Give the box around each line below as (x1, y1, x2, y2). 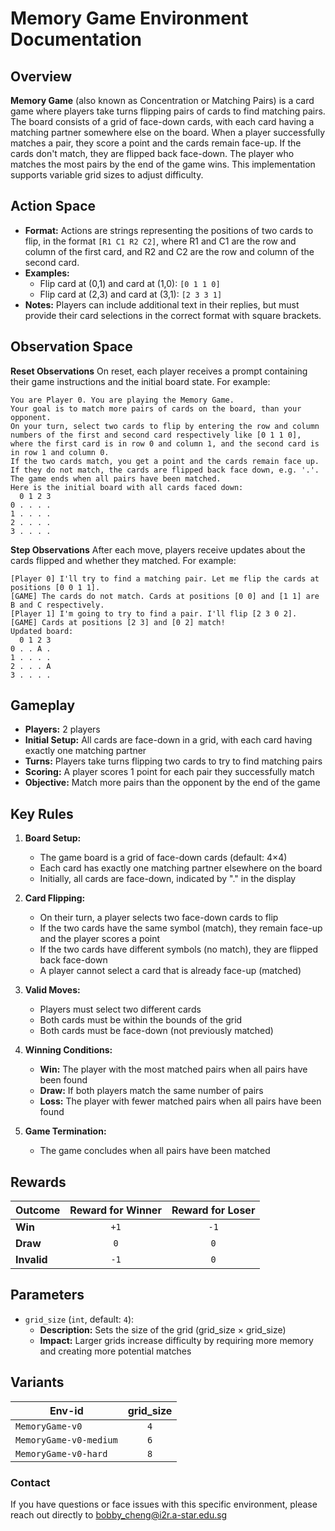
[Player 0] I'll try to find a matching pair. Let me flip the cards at (10, 573, 320, 584)
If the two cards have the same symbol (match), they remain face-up (39, 922, 323, 934)
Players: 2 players (24, 723, 101, 736)
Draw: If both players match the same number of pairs (39, 1085, 264, 1097)
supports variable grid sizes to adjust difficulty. (10, 169, 204, 181)
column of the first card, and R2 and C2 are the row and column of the (24, 245, 315, 257)
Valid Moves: (24, 984, 81, 996)
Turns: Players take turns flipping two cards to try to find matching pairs (24, 755, 323, 767)
